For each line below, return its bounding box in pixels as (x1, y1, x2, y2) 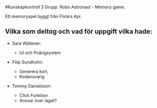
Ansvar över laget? (19, 97, 57, 103)
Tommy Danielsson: (12, 83, 52, 89)
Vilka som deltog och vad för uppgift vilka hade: (5, 28, 153, 36)
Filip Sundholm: (12, 59, 44, 65)
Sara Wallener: (12, 40, 42, 46)
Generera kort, (19, 68, 48, 74)
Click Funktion (19, 92, 48, 98)
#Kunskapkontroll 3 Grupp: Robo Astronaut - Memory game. (5, 4, 126, 10)
